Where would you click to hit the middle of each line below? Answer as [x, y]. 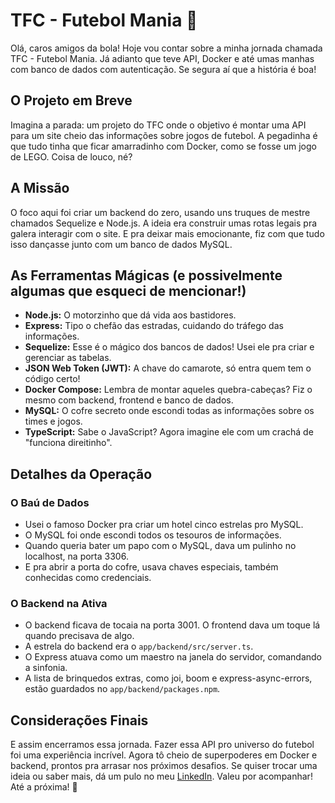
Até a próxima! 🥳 [44, 787]
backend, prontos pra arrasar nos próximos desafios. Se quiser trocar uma [164, 766]
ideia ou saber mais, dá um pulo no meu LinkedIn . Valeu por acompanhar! [161, 776]
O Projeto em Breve [71, 100]
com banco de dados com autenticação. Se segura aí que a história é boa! [163, 69]
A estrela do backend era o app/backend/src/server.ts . [139, 646]
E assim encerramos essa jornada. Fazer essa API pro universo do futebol [162, 745]
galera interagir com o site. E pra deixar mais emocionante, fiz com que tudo [167, 233]
